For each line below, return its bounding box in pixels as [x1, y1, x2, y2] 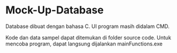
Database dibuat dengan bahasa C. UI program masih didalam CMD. [5, 23, 170, 30]
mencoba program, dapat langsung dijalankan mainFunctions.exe [5, 40, 163, 47]
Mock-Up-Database [5, 3, 104, 17]
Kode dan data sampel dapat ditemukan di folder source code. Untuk [5, 34, 172, 41]
